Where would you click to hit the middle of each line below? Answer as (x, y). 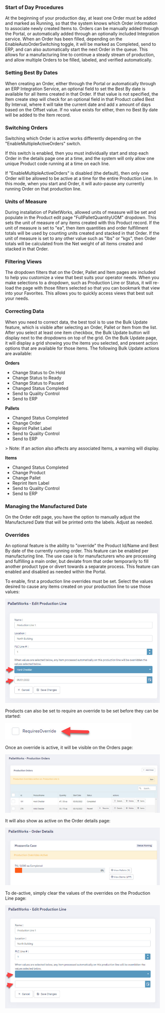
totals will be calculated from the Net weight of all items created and (74, 244)
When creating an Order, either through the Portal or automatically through (81, 83)
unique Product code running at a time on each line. (57, 163)
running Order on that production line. (43, 189)
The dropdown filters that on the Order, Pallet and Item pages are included (80, 272)
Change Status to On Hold (39, 372)
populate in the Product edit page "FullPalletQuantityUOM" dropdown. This (81, 218)
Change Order (27, 423)
